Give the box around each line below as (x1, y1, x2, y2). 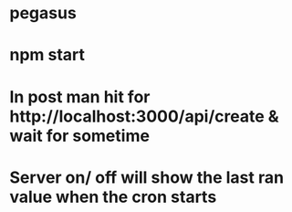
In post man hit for (9, 86, 151, 107)
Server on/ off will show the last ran (9, 167, 285, 187)
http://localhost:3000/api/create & (9, 106, 280, 126)
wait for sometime (9, 125, 151, 146)
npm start (9, 45, 85, 66)
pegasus (9, 3, 78, 24)
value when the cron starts (9, 186, 217, 207)
